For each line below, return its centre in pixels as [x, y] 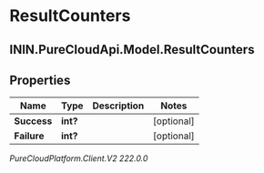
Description [118, 106]
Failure [29, 136]
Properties [40, 80]
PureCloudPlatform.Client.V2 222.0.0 [79, 158]
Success [33, 121]
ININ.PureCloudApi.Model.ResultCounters [132, 50]
